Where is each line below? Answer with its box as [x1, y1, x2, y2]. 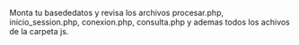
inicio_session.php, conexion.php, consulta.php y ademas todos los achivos [9, 17, 290, 27]
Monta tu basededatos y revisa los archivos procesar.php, [9, 8, 224, 18]
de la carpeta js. [9, 26, 69, 36]
